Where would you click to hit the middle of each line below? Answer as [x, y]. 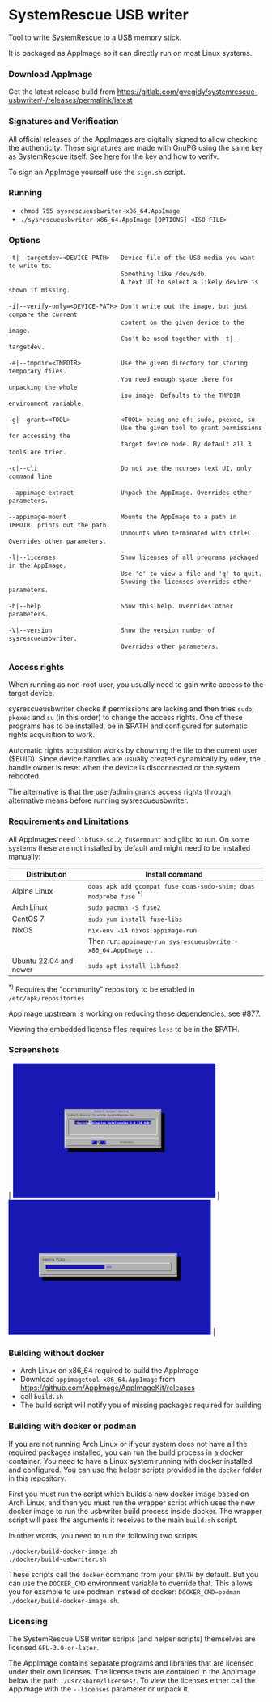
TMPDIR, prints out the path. [59, 525]
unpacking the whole [43, 388]
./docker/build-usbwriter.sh [57, 1559]
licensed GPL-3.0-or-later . [53, 1648]
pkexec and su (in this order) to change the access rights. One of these [125, 718]
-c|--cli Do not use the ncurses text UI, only [130, 469]
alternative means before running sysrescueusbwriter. [98, 800]
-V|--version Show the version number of [112, 631]
